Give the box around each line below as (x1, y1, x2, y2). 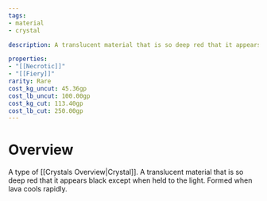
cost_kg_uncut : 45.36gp (8, 84, 87, 92)
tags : (8, 11, 26, 20)
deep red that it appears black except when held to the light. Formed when (8, 176, 253, 185)
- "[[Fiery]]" (8, 70, 56, 78)
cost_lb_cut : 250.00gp (8, 106, 83, 115)
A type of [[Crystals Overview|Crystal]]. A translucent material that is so (8, 168, 244, 177)
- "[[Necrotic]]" (8, 63, 66, 71)
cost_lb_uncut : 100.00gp (8, 92, 91, 100)
